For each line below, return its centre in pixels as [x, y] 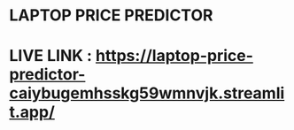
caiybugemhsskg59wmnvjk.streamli [147, 93]
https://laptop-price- [175, 56]
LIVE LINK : [51, 56]
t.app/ [32, 112]
